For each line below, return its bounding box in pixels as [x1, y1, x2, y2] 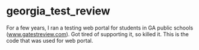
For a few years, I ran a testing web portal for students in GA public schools [6, 24, 194, 31]
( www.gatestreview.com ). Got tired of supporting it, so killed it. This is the [6, 30, 189, 37]
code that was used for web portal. [6, 37, 93, 44]
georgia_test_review [6, 4, 110, 18]
